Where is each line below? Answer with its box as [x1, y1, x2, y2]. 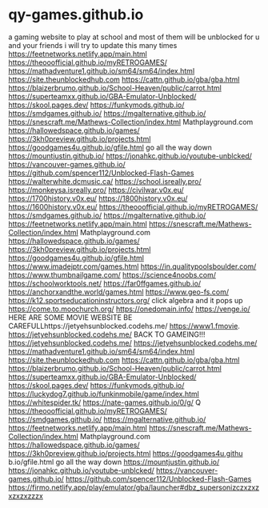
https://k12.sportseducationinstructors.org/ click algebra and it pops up [8, 295, 243, 305]
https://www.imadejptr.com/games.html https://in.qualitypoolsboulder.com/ [8, 262, 257, 271]
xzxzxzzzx [8, 490, 44, 501]
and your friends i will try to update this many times [8, 40, 178, 50]
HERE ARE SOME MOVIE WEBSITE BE [8, 312, 133, 322]
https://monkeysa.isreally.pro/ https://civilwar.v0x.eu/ [8, 185, 184, 194]
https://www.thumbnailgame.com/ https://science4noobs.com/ [8, 270, 217, 279]
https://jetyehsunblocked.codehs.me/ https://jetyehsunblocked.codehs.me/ [8, 338, 258, 347]
